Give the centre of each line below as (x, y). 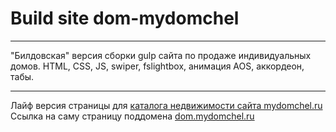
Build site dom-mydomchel (125, 18)
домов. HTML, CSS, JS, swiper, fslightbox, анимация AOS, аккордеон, (157, 66)
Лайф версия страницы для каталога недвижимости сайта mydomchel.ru (166, 105)
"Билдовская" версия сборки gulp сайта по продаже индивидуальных (161, 55)
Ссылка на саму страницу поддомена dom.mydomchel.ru (132, 116)
